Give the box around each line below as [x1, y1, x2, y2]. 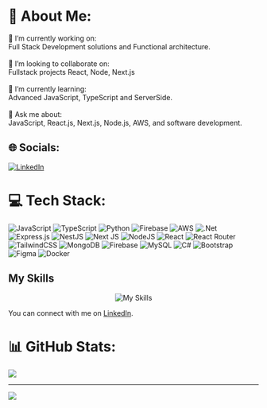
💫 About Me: [8, 7, 92, 25]
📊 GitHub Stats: [8, 337, 117, 356]
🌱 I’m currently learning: [8, 84, 87, 94]
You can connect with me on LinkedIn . [8, 308, 133, 317]
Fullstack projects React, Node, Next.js [8, 67, 135, 76]
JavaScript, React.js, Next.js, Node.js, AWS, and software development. [8, 118, 242, 127]
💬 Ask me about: [8, 109, 62, 119]
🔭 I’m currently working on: [8, 33, 97, 43]
